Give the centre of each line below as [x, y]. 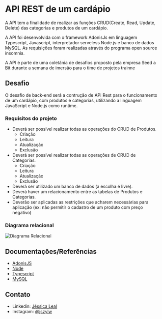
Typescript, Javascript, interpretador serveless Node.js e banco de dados [80, 42]
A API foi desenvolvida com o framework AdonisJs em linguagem [71, 37]
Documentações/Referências [51, 251]
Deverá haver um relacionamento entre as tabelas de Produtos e [77, 192]
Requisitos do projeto [31, 118]
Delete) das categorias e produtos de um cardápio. [56, 28]
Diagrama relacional [29, 225]
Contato [18, 294]
